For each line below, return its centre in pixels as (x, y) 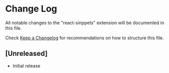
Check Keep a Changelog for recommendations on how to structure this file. (85, 38)
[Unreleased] (27, 54)
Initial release (26, 65)
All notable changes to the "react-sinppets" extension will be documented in (85, 23)
